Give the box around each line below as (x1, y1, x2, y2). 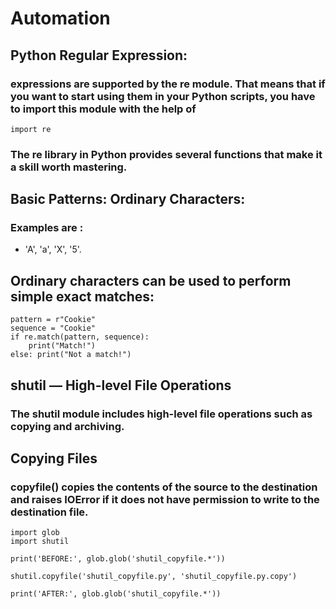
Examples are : (10, 221, 84, 235)
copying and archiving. (10, 419, 125, 433)
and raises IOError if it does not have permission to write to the (10, 492, 320, 506)
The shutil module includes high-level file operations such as (10, 407, 313, 421)
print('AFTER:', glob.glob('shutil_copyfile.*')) (10, 589, 222, 599)
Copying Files (10, 450, 98, 467)
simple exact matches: (10, 288, 155, 305)
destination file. (10, 505, 89, 519)
